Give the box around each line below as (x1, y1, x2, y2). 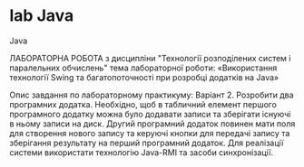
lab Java (9, 5, 74, 26)
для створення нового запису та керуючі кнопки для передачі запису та (9, 127, 290, 138)
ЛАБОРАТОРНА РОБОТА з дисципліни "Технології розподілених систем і (9, 52, 291, 63)
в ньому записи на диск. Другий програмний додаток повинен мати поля (9, 118, 296, 129)
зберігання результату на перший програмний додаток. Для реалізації (9, 137, 284, 148)
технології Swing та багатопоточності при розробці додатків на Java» (9, 71, 279, 82)
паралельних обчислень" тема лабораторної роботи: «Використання (9, 62, 278, 73)
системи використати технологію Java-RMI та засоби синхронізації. (9, 146, 274, 158)
